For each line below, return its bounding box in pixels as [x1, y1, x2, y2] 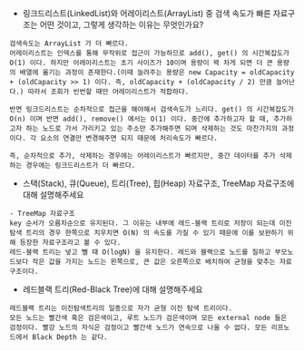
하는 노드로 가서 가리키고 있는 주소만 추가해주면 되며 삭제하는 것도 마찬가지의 [25, 124, 279, 133]
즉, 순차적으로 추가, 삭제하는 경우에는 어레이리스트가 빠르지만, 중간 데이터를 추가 [9, 151, 276, 161]
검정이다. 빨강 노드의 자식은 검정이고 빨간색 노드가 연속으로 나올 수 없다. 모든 [9, 323, 268, 332]
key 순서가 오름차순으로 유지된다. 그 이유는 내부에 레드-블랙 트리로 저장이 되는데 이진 [9, 219, 292, 228]
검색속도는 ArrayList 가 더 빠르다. [9, 39, 129, 48]
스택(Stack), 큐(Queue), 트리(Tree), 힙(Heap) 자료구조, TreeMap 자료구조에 [22, 178, 295, 189]
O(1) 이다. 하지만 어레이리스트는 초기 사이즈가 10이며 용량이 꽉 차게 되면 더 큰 [9, 58, 274, 67]
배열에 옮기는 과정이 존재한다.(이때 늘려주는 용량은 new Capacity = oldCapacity [19, 68, 295, 77]
